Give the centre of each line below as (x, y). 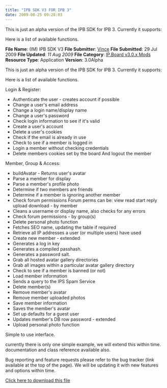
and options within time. (31, 370)
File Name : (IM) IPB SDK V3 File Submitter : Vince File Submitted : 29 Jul (81, 49)
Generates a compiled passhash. (47, 249)
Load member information (40, 276)
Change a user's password (41, 116)
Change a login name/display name (50, 110)
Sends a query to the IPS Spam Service (54, 281)
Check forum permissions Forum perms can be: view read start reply (85, 200)
